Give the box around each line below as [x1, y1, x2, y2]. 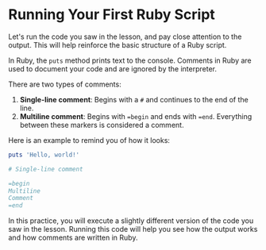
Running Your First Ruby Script [8, 6, 216, 24]
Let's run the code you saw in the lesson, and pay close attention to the [8, 32, 242, 41]
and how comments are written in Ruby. [8, 233, 138, 243]
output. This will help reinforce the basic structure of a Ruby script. [8, 40, 227, 49]
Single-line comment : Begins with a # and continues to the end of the [19, 94, 249, 104]
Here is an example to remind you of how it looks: [8, 135, 171, 144]
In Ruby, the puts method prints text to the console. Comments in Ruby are [8, 56, 252, 65]
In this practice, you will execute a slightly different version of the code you [8, 216, 254, 225]
